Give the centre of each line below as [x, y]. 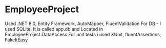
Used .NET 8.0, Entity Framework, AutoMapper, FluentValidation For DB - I [83, 23]
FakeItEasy [16, 40]
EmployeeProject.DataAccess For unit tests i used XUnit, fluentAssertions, [83, 34]
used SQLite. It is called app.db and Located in [54, 29]
